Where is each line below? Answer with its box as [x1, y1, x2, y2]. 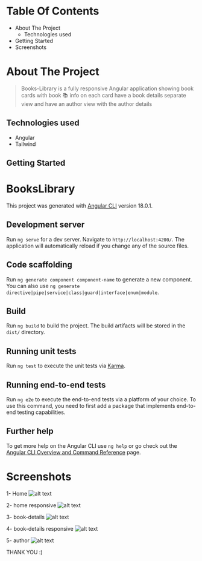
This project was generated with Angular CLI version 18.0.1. [6, 202, 153, 209]
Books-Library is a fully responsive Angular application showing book [21, 85, 194, 92]
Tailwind [14, 140, 36, 148]
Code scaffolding [6, 260, 72, 270]
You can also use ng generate [6, 282, 80, 289]
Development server [6, 220, 85, 230]
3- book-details [6, 513, 45, 520]
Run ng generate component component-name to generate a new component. [6, 275, 193, 283]
